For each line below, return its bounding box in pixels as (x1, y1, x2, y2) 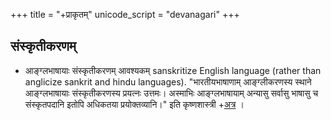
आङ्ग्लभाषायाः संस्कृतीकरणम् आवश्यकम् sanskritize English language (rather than (24, 64, 322, 76)
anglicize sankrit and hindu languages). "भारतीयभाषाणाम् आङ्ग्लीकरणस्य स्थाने (24, 75, 312, 88)
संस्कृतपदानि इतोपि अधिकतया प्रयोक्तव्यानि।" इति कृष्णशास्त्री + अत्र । (24, 98, 245, 110)
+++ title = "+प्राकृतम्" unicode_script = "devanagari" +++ (10, 9, 240, 20)
